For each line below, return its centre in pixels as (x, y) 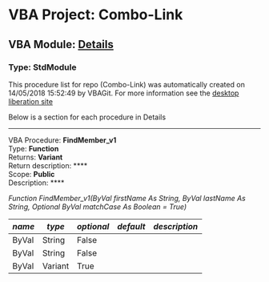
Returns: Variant (36, 157)
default (131, 226)
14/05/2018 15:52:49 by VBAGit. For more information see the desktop (124, 93)
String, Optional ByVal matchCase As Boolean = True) (97, 207)
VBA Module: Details (61, 44)
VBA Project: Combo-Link (96, 15)
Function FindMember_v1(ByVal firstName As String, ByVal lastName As (127, 198)
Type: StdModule (42, 67)
